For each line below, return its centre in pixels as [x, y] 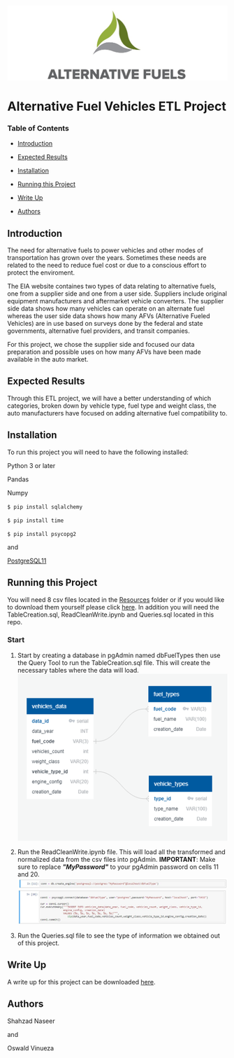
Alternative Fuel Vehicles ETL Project [117, 106]
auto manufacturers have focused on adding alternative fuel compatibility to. [117, 413]
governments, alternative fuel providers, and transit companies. [98, 331]
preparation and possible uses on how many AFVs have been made [104, 352]
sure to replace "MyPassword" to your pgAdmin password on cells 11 [118, 867]
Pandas [18, 479]
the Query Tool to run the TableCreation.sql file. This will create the [114, 662]
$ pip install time [36, 521]
